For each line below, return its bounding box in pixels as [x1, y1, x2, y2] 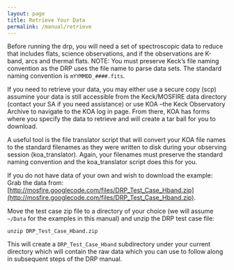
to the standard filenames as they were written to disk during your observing [7, 143, 227, 152]
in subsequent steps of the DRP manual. [7, 255, 123, 263]
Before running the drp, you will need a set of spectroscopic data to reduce [7, 42, 224, 51]
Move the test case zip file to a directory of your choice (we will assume [7, 207, 214, 216]
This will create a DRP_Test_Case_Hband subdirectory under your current [7, 240, 211, 248]
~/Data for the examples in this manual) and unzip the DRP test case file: [7, 214, 214, 223]
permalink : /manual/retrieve [7, 23, 92, 30]
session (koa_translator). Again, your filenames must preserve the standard [7, 150, 223, 159]
